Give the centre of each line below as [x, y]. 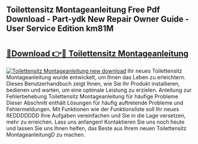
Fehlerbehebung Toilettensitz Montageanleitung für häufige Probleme [92, 96]
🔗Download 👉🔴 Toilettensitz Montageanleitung [97, 53]
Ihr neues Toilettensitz [155, 71]
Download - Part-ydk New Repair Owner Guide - [98, 19]
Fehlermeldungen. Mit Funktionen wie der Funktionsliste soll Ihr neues [93, 109]
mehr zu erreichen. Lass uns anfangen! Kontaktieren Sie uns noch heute [95, 122]
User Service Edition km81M [60, 28]
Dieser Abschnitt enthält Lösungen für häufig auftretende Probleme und [95, 103]
